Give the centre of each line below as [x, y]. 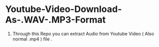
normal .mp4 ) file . [32, 39]
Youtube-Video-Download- [64, 9]
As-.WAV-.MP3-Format [56, 20]
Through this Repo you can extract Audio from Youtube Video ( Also [83, 33]
